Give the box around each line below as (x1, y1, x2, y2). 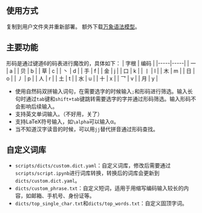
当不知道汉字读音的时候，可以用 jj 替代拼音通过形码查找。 (15, 125, 159, 133)
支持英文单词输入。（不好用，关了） (15, 110, 103, 117)
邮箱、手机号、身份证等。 (31, 192, 95, 200)
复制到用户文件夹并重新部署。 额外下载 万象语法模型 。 (6, 23, 140, 30)
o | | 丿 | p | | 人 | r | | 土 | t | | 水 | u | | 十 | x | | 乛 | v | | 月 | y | (6, 74, 158, 82)
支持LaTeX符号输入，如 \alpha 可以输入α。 (15, 117, 120, 125)
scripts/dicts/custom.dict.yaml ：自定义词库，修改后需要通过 (15, 162, 171, 169)
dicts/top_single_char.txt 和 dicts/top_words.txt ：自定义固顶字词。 (15, 200, 187, 207)
